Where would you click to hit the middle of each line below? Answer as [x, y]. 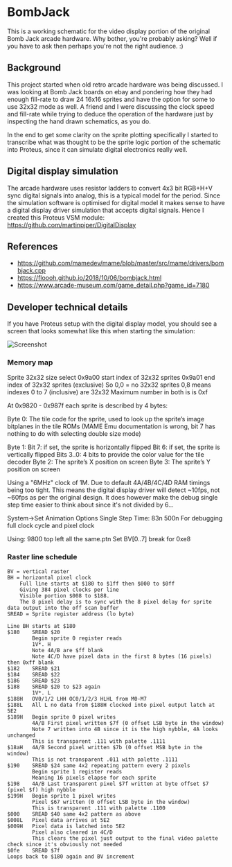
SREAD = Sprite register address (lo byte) [71, 614]
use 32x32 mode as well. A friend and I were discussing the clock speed [111, 106]
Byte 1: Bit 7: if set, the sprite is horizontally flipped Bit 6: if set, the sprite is [114, 447]
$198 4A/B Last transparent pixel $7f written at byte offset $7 [108, 784]
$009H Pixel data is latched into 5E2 [66, 826]
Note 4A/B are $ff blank [68, 650]
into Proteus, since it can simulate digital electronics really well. [97, 149]
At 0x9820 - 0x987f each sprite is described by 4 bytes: [88, 405]
